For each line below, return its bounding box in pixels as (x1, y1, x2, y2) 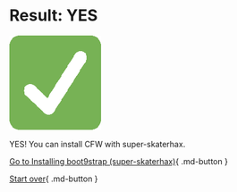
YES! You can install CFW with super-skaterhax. (9, 138, 186, 149)
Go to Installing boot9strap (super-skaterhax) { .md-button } (9, 155, 228, 166)
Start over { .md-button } (9, 173, 98, 184)
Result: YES (9, 5, 98, 26)
